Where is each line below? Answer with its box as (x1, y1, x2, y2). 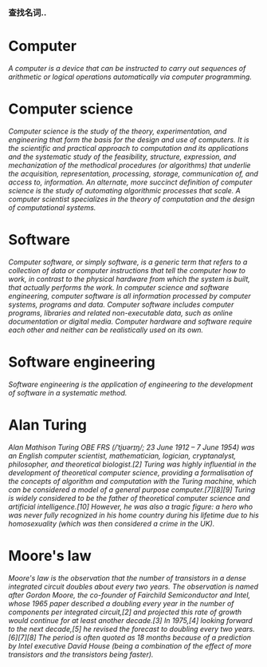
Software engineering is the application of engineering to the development (8, 379, 253, 389)
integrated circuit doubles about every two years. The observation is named (8, 582, 259, 591)
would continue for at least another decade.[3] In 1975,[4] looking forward (8, 615, 253, 625)
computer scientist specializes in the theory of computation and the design (8, 194, 255, 204)
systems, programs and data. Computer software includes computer (8, 300, 234, 309)
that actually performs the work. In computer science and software (8, 282, 230, 292)
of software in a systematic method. (8, 387, 128, 397)
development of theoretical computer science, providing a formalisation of (8, 467, 253, 477)
